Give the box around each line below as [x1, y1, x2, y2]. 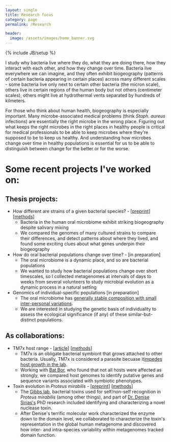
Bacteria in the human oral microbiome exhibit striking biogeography [20, 219, 164, 225]
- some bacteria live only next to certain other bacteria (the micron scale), [5, 81, 160, 87]
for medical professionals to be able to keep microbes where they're [5, 129, 149, 135]
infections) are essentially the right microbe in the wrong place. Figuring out [5, 119, 164, 124]
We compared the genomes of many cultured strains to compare [20, 230, 156, 236]
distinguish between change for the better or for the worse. [5, 146, 130, 151]
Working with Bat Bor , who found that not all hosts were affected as [20, 366, 162, 373]
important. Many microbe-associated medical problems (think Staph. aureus [5, 113, 165, 119]
